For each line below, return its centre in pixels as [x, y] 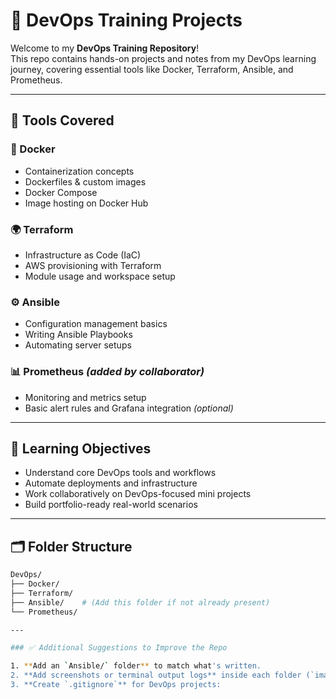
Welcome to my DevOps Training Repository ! [105, 48]
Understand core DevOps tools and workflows [120, 473]
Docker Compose [61, 192]
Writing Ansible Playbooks [78, 335]
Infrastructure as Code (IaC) [83, 255]
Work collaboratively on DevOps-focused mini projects [138, 494]
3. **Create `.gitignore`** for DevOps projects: [116, 685]
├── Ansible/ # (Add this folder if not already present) [140, 602]
